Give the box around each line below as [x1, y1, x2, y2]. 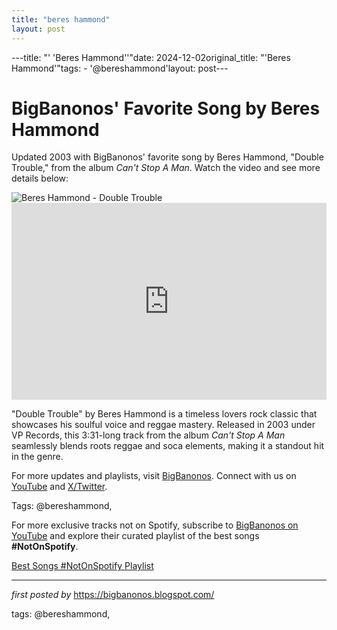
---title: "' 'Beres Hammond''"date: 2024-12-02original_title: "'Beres [11, 51, 291, 63]
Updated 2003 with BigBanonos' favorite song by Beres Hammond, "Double [11, 151, 324, 163]
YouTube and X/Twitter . [11, 481, 108, 493]
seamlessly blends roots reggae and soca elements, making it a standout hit [11, 440, 325, 452]
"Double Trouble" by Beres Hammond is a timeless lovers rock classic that [11, 408, 318, 420]
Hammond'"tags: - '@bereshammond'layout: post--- [11, 62, 229, 74]
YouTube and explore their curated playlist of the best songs [11, 530, 260, 542]
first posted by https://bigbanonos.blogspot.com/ [11, 589, 215, 601]
